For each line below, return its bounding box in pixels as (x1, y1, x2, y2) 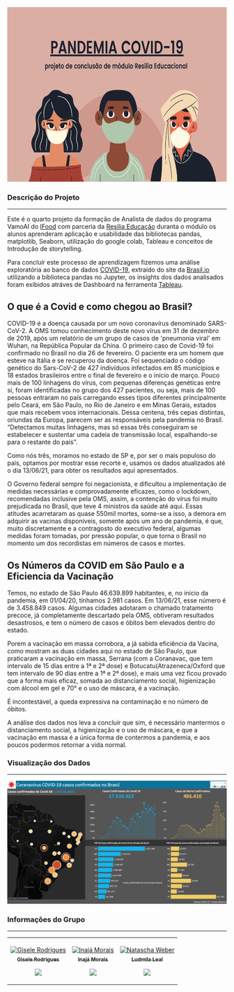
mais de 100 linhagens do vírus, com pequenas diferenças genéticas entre (7, 378, 221, 387)
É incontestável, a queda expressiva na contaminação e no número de (7, 697, 209, 706)
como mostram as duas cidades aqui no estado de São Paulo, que (7, 646, 197, 655)
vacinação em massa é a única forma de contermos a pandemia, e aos (7, 733, 210, 741)
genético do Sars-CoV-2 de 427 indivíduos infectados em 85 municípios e (7, 364, 220, 372)
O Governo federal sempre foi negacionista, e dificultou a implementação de (7, 480, 226, 488)
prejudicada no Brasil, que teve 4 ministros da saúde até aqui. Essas (7, 502, 203, 510)
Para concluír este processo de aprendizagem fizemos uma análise (7, 258, 201, 267)
